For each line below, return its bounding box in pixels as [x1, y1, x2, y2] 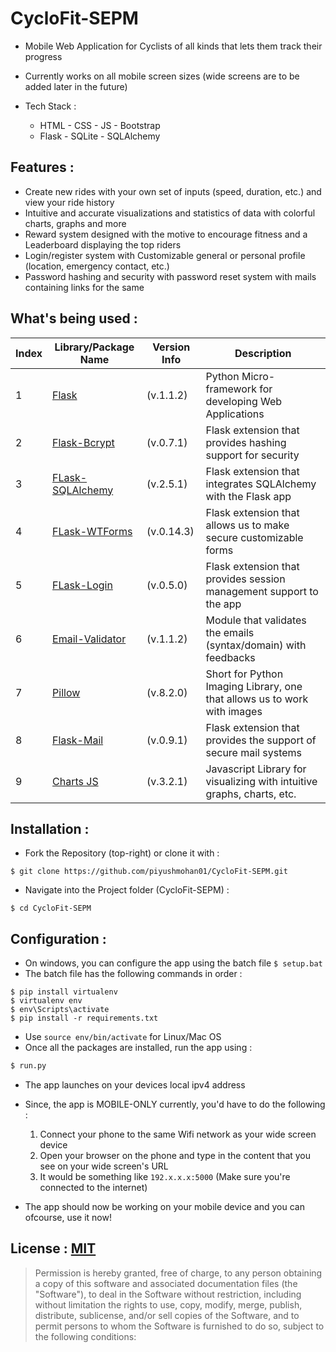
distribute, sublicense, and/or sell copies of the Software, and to [34, 1309, 300, 1321]
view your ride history [24, 196, 115, 208]
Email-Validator [52, 632, 127, 646]
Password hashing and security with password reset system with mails [24, 270, 317, 282]
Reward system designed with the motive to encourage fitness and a [24, 228, 308, 240]
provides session [205, 572, 286, 586]
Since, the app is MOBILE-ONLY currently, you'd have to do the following [24, 1098, 326, 1111]
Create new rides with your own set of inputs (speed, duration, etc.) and [24, 185, 322, 197]
